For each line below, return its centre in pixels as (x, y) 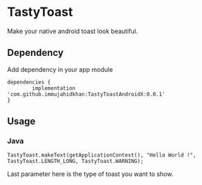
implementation (54, 88)
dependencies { (29, 82)
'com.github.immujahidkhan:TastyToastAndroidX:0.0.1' (86, 94)
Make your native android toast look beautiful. (73, 31)
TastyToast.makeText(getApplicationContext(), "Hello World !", (102, 155)
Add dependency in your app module (60, 69)
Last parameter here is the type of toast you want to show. (90, 174)
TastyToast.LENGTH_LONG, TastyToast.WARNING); (75, 162)
